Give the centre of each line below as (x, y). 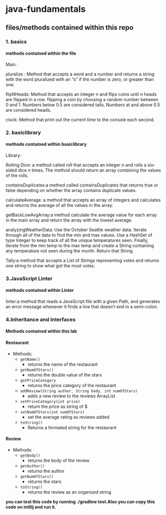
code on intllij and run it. (31, 507)
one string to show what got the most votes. (50, 265)
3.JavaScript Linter (29, 278)
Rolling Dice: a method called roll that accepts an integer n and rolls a (76, 165)
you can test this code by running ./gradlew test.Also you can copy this (80, 502)
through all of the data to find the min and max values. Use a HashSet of (79, 235)
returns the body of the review (58, 460)
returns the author (46, 471)
